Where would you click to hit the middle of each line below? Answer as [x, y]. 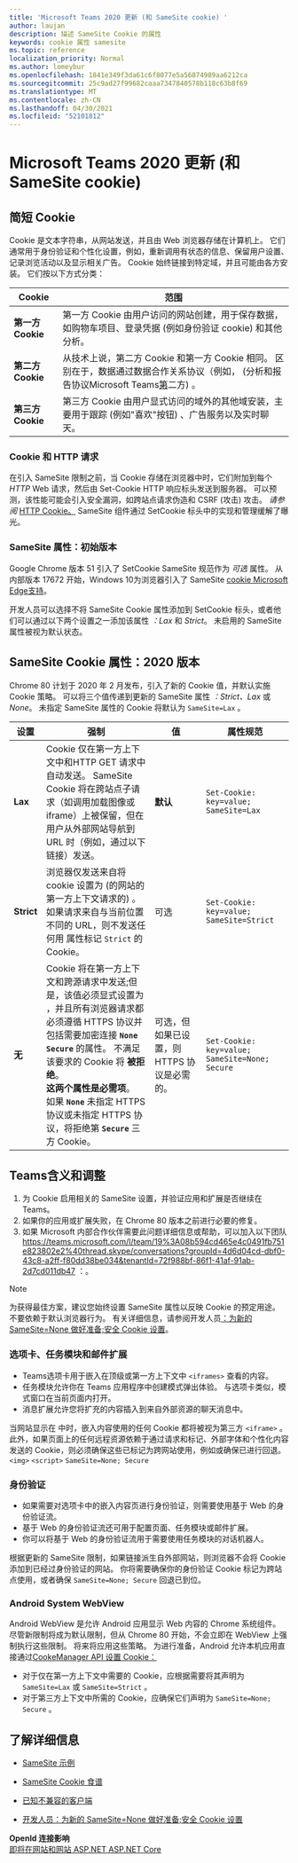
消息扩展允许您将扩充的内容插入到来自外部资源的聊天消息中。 [135, 1409]
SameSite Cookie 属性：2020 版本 [105, 662]
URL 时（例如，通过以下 [96, 842]
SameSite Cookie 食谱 [63, 1782]
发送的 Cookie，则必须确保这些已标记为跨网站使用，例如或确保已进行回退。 [148, 1450]
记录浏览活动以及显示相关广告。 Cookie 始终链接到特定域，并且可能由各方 [145, 263]
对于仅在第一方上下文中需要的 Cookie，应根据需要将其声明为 [133, 1676]
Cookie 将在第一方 [84, 968]
